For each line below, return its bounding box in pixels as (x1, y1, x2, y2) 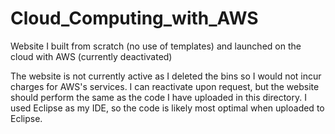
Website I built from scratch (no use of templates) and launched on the (10, 40, 302, 52)
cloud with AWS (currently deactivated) (10, 50, 173, 62)
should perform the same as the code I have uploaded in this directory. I (10, 91, 307, 103)
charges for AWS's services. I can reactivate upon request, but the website (10, 80, 320, 92)
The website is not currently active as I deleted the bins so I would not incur (10, 70, 322, 82)
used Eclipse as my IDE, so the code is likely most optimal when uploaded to (10, 102, 325, 114)
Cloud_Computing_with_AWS (10, 7, 259, 30)
